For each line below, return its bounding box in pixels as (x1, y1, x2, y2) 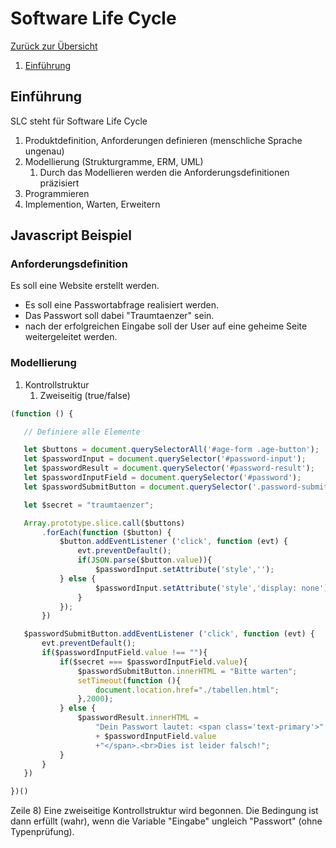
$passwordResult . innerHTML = (77, 713, 199, 723)
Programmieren (24, 187, 90, 199)
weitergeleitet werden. (24, 331, 118, 343)
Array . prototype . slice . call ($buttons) (23, 518, 186, 528)
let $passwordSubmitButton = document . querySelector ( (23, 482, 253, 492)
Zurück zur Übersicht (10, 40, 98, 52)
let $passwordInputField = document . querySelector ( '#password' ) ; (23, 473, 302, 483)
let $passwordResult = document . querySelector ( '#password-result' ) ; (23, 463, 315, 474)
